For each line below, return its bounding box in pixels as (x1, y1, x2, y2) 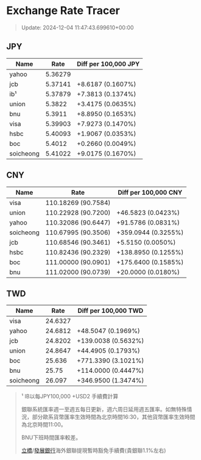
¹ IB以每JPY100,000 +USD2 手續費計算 (21, 393, 119, 400)
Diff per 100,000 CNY (118, 188, 183, 196)
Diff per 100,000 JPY (77, 59, 140, 68)
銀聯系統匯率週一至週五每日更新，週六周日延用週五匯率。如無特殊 (21, 406, 187, 413)
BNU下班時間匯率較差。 (21, 434, 81, 441)
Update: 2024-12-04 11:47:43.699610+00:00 (21, 24, 134, 31)
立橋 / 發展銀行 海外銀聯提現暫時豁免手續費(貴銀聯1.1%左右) (21, 447, 166, 455)
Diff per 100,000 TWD (77, 306, 144, 315)
